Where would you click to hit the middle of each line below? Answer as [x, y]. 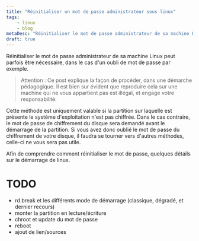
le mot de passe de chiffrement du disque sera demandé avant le [86, 123]
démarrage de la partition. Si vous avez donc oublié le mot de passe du [93, 129]
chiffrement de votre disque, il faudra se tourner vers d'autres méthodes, [95, 136]
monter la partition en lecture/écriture [60, 213]
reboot [23, 226]
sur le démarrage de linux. [38, 160]
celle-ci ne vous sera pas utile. [44, 142]
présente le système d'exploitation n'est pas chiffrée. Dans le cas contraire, [98, 117]
